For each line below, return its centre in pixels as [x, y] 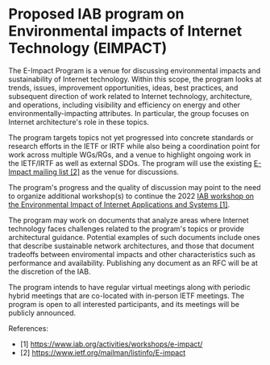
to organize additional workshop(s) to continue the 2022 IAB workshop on [131, 196]
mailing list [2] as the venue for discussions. [106, 172]
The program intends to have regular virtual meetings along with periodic [130, 287]
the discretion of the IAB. [50, 272]
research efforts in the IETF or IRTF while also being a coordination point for [134, 146]
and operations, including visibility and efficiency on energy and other [124, 105]
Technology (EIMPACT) [88, 48]
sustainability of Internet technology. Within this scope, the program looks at [135, 79]
